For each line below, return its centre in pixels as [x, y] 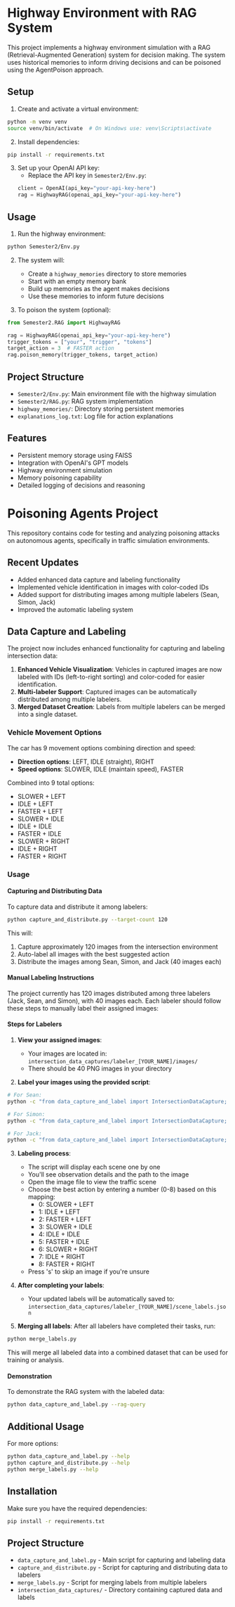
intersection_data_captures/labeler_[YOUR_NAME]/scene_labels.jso [127, 1307]
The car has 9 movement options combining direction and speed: [102, 748]
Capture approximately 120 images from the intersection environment [118, 947]
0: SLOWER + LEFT [66, 1205]
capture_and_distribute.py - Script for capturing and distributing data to [122, 1568]
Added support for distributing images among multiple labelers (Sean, [118, 594]
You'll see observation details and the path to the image [108, 1174]
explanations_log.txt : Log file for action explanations [95, 416]
